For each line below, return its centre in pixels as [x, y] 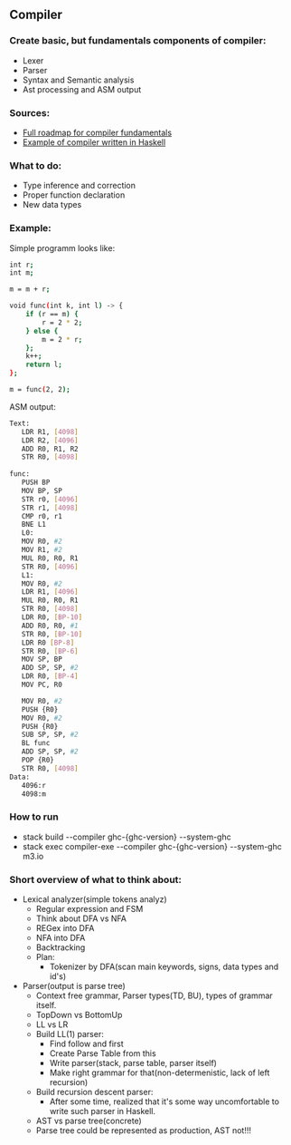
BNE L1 [34, 525]
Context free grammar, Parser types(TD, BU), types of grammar [154, 995]
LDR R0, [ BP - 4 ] [50, 676]
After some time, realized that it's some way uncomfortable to [164, 1101]
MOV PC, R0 [42, 685]
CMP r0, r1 [42, 516]
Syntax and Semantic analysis [78, 80]
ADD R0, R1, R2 [50, 449]
